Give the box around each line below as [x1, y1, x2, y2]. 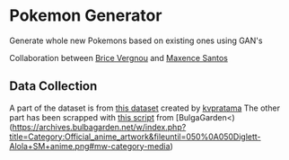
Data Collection [9, 78, 98, 94]
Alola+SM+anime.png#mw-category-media [9, 140, 171, 151]
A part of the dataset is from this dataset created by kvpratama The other [9, 102, 281, 113]
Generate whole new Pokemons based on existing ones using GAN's [9, 35, 263, 46]
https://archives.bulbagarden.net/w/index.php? [12, 121, 187, 132]
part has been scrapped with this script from [9, 111, 174, 122]
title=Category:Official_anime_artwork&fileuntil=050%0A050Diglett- [9, 131, 262, 142]
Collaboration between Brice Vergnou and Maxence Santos [9, 52, 229, 63]
